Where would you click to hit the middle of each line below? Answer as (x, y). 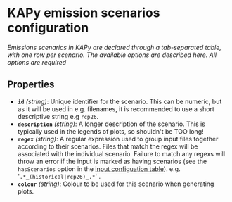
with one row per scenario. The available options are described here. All (112, 55)
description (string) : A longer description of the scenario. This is (111, 124)
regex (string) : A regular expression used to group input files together (118, 139)
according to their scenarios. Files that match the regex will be (108, 146)
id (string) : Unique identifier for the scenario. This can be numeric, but (120, 101)
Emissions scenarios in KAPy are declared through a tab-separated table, (114, 47)
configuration (48, 28)
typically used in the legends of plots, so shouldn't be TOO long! (110, 131)
